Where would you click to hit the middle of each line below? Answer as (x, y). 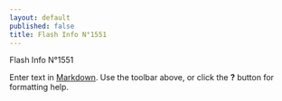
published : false (42, 26)
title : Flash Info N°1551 (58, 34)
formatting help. (39, 87)
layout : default (40, 18)
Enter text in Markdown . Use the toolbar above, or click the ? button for (141, 78)
